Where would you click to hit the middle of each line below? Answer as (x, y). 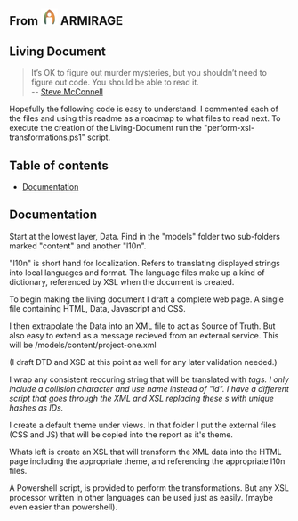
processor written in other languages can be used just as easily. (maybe (141, 497)
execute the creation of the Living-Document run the (105, 128)
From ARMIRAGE (66, 21)
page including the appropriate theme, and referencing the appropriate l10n (147, 461)
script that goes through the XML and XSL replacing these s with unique (141, 398)
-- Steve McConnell (67, 92)
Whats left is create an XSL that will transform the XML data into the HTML (145, 452)
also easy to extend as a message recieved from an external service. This (144, 335)
